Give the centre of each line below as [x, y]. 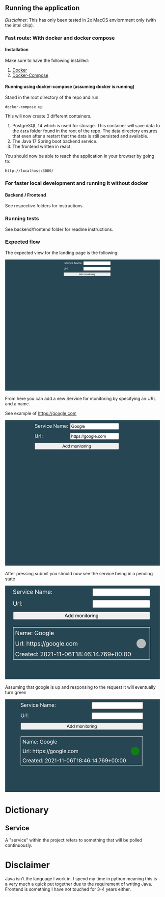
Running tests [22, 219]
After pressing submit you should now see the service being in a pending [79, 574]
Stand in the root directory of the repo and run [52, 97]
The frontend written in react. [42, 146]
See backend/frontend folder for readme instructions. [59, 229]
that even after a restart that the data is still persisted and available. [80, 136]
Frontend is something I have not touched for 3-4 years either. [68, 889]
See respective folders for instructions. [44, 206]
